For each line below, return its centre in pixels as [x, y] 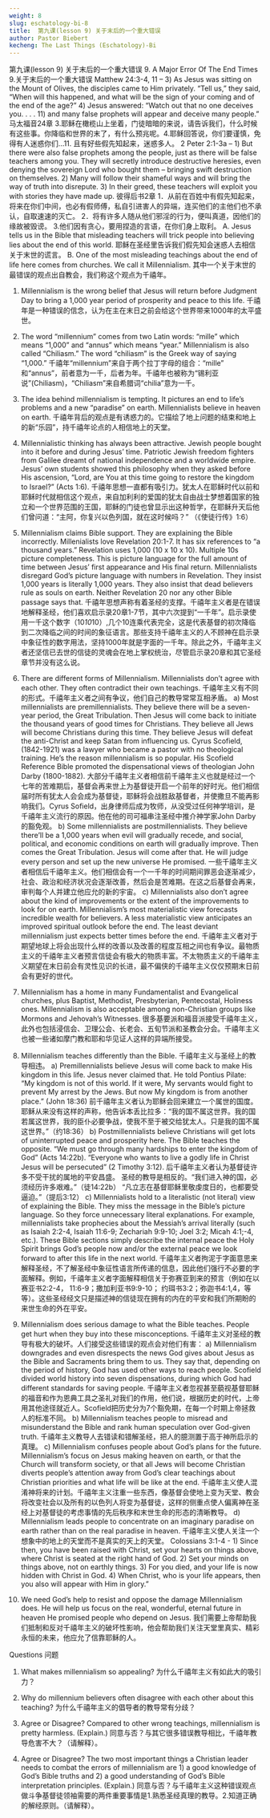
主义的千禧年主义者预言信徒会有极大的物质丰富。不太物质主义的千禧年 [137, 956]
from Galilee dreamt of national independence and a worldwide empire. [138, 460]
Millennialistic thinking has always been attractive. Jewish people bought [141, 443]
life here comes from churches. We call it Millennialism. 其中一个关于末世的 [133, 265]
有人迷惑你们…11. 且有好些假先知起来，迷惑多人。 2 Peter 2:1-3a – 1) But [134, 144]
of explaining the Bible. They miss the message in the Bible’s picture [133, 1206]
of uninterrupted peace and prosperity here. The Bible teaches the [130, 1140]
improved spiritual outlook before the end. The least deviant [119, 926]
